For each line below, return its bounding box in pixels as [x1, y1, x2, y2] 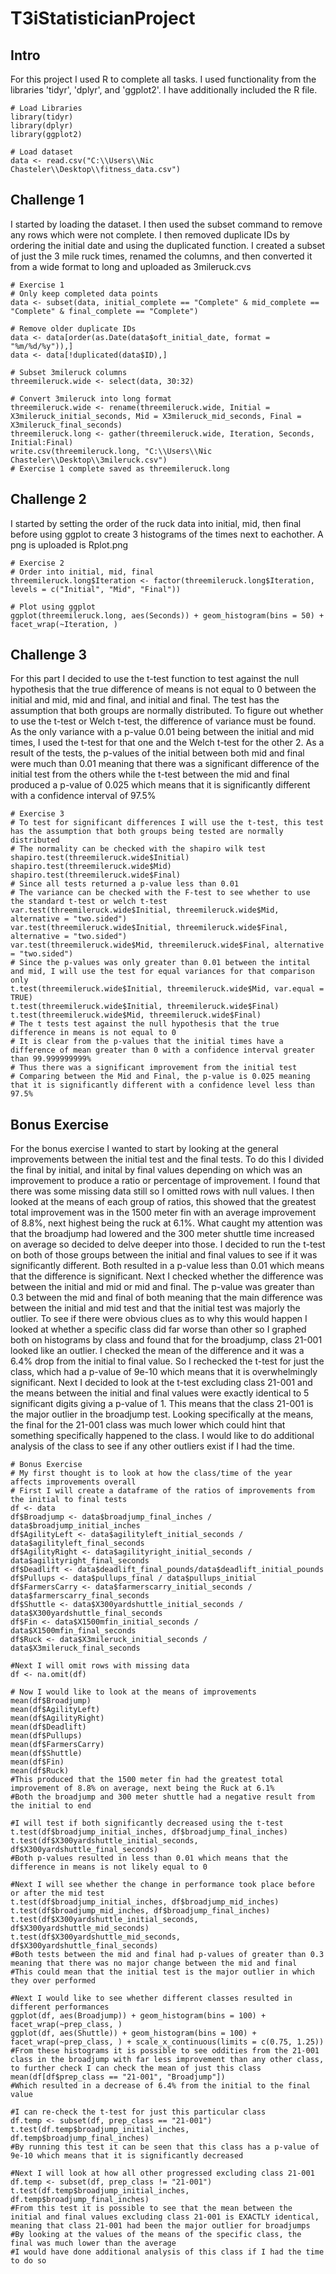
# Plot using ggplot [10, 602, 97, 612]
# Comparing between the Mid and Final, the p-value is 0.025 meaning [10, 1072, 311, 1082]
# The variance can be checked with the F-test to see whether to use [10, 888, 311, 898]
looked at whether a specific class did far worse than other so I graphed [10, 1323, 307, 1336]
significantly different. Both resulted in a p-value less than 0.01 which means [10, 1260, 325, 1272]
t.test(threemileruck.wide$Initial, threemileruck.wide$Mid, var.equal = [10, 984, 325, 994]
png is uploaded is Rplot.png [10, 538, 129, 551]
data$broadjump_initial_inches [10, 1521, 141, 1531]
